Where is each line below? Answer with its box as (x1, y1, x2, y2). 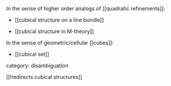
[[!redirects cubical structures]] (6, 74, 83, 80)
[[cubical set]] (14, 51, 49, 58)
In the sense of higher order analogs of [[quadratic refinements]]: (6, 5, 166, 12)
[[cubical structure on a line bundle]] (14, 16, 104, 23)
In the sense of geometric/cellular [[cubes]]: (6, 39, 114, 46)
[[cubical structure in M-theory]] (14, 28, 94, 35)
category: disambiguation (6, 62, 69, 69)
